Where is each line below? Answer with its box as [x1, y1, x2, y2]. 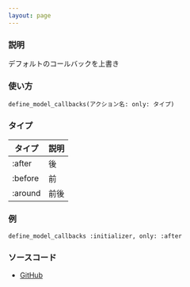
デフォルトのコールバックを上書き [8, 59, 120, 68]
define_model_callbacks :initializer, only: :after [8, 232, 182, 240]
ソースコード [8, 251, 57, 262]
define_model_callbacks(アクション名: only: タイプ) [8, 101, 175, 109]
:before [12, 172, 40, 183]
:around [12, 187, 41, 198]
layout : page [8, 11, 51, 20]
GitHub [19, 270, 44, 280]
